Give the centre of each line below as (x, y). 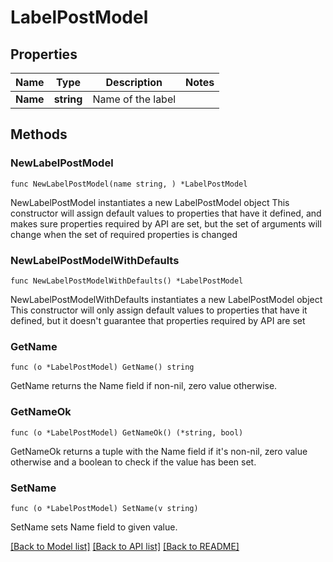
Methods (39, 134)
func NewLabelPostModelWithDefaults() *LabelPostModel (127, 281)
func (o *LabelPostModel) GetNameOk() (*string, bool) (127, 432)
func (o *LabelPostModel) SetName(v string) (104, 508)
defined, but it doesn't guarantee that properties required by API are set (158, 320)
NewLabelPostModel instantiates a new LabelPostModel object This (150, 202)
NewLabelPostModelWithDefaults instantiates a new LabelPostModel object (166, 299)
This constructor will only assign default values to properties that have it (159, 310)
